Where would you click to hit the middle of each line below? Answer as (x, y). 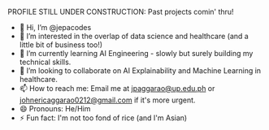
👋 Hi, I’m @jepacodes (55, 27)
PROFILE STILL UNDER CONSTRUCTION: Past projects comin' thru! (121, 12)
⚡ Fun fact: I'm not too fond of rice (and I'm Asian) (103, 118)
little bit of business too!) (61, 45)
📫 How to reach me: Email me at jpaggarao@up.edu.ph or (117, 88)
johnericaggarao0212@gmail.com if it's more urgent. (107, 100)
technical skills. (45, 62)
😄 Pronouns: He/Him (55, 108)
